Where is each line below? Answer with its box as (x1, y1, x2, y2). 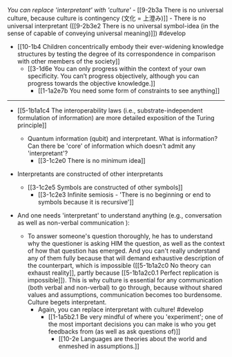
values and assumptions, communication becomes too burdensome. (27, 291, 222, 299)
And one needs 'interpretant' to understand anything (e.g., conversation (17, 211, 222, 220)
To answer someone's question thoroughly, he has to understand (27, 232, 213, 240)
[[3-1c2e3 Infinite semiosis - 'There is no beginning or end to (37, 191, 211, 199)
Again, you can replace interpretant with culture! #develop (37, 305, 204, 313)
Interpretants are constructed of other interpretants (17, 170, 164, 178)
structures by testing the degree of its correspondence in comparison (17, 50, 216, 58)
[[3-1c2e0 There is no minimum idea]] (37, 157, 146, 164)
